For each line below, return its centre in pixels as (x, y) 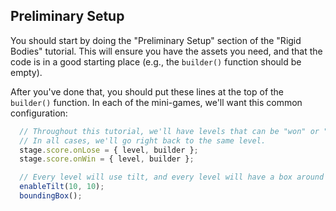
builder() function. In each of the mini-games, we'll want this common (156, 102)
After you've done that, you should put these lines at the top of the (147, 91)
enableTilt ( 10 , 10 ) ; (62, 187)
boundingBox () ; (51, 196)
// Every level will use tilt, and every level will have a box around (172, 177)
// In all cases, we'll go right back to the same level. (143, 140)
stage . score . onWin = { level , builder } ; (107, 159)
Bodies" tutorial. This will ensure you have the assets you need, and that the (166, 51)
